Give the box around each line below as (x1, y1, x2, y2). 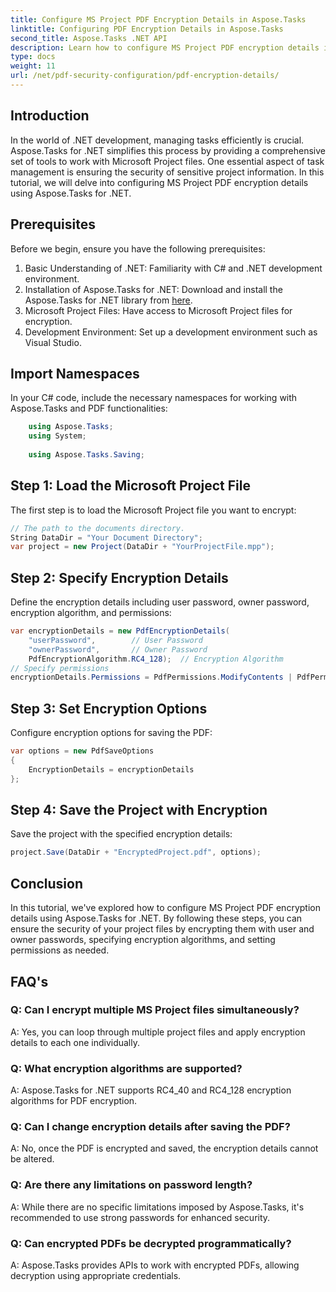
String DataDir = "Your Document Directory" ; (10, 532, 203, 543)
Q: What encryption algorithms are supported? (10, 1061, 243, 1075)
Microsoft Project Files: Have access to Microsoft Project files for (24, 304, 293, 316)
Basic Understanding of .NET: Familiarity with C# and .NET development (24, 262, 323, 274)
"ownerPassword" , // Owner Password (28, 644, 208, 655)
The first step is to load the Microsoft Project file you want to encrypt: (10, 504, 297, 516)
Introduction (10, 107, 90, 125)
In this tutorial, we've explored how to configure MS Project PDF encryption (10, 902, 321, 914)
